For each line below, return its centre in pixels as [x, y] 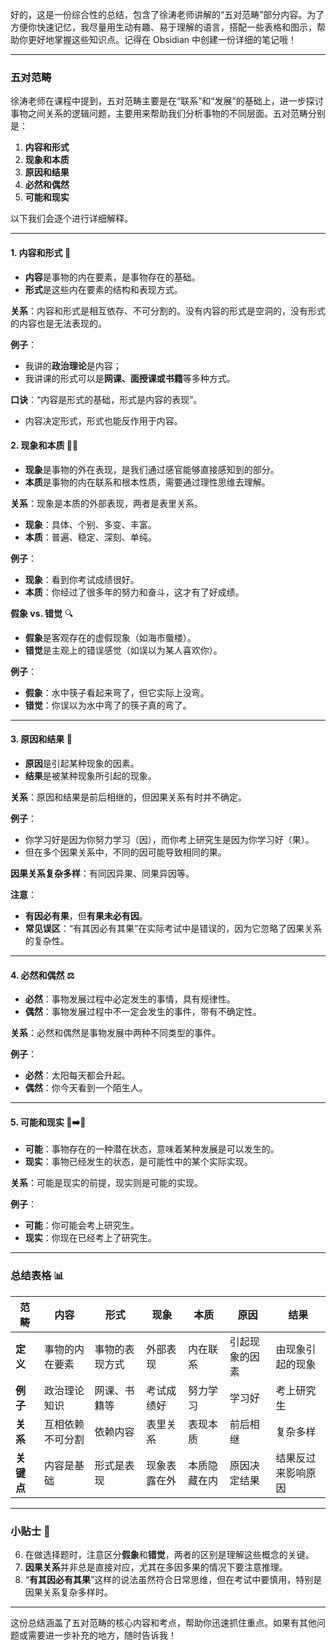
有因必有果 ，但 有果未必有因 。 [86, 915]
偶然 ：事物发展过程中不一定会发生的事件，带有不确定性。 [143, 1012]
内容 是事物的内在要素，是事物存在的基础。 [112, 277]
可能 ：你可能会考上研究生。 [82, 1225]
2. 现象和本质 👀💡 [44, 445]
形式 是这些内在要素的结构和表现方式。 [103, 289]
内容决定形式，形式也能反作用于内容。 [103, 420]
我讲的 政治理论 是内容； [73, 365]
